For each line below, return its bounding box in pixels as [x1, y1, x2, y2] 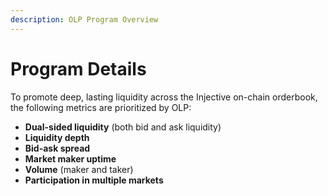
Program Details [10, 57, 147, 80]
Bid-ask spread [24, 142, 91, 154]
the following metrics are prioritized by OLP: [10, 101, 192, 113]
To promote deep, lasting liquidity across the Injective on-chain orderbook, [10, 91, 318, 103]
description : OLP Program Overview [10, 14, 159, 25]
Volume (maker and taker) [24, 163, 134, 175]
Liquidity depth [24, 131, 90, 143]
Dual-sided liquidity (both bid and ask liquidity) [24, 121, 222, 133]
